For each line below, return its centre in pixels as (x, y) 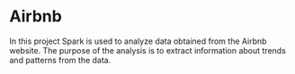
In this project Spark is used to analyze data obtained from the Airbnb (138, 41)
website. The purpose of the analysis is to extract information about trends (147, 50)
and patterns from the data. (60, 60)
